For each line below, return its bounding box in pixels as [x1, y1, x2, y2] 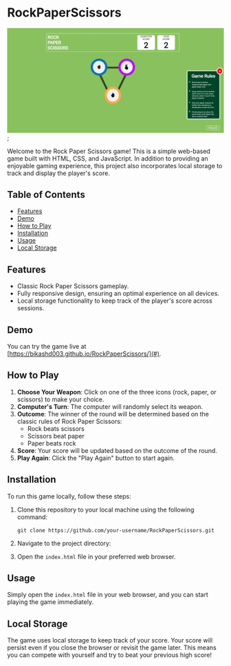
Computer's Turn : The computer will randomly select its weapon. [16, 402, 203, 411]
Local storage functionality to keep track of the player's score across [16, 296, 213, 305]
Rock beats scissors [27, 424, 85, 432]
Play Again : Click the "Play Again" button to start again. [16, 454, 175, 462]
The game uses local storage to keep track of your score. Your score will [7, 636, 213, 645]
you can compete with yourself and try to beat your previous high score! [7, 651, 212, 659]
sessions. [16, 304, 45, 312]
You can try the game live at [7, 343, 87, 351]
